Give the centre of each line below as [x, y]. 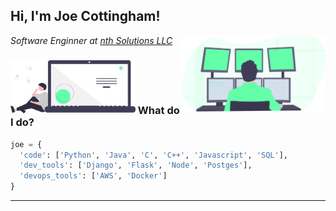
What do [158, 110]
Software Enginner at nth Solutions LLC [91, 40]
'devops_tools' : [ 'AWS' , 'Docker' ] [93, 176]
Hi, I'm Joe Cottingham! [85, 16]
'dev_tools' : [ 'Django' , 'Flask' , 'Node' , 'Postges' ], [136, 165]
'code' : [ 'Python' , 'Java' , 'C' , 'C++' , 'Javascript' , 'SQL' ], [153, 155]
